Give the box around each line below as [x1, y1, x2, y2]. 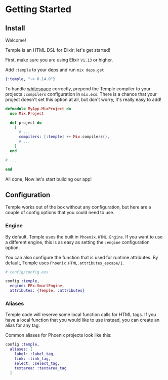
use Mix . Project [10, 111, 44, 116]
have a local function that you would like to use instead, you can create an [5, 317, 160, 323]
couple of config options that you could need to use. [5, 210, 115, 216]
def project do [10, 120, 42, 125]
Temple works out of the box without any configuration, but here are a [5, 204, 151, 210]
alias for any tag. [5, 322, 40, 328]
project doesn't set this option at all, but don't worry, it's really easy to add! [5, 96, 162, 102]
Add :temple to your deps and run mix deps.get [5, 67, 105, 73]
